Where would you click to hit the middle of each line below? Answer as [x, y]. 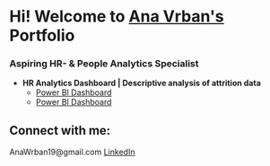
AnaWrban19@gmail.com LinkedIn [72, 152]
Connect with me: [60, 131]
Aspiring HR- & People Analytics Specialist [104, 64]
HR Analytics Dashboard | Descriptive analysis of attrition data [142, 83]
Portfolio [42, 35]
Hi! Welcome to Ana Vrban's [117, 17]
